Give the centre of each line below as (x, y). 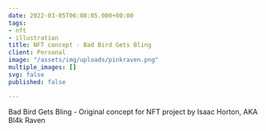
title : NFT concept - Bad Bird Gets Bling (80, 45)
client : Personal (37, 52)
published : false (37, 82)
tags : (17, 23)
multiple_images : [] (43, 67)
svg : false (26, 75)
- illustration (34, 38)
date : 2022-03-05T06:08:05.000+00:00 (71, 15)
